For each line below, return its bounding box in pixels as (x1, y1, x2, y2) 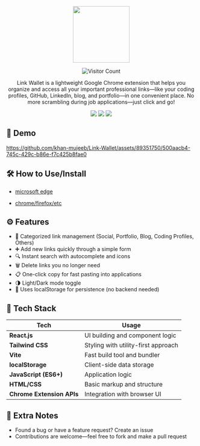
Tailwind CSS (9, 341, 48, 350)
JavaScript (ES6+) (9, 370, 63, 379)
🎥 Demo (6, 128, 36, 138)
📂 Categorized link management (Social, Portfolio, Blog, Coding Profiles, (14, 233, 194, 240)
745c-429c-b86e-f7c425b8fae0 (6, 150, 87, 158)
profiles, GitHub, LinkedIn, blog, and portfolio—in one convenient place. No (8, 92, 195, 99)
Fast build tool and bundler (84, 351, 160, 359)
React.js (9, 331, 33, 339)
